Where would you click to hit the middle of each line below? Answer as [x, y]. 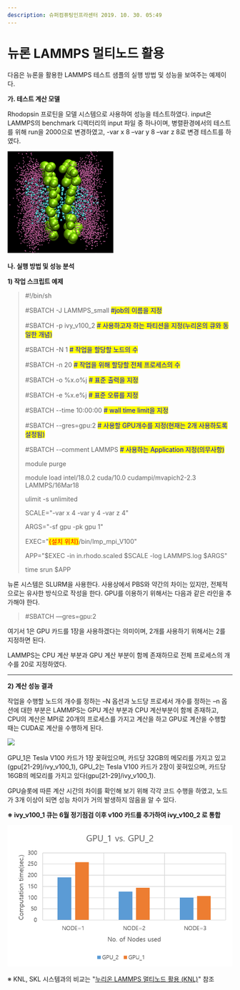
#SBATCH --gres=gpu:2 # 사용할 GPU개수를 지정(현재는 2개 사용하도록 [126, 425]
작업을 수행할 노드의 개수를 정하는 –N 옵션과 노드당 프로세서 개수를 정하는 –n [114, 701]
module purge [45, 463]
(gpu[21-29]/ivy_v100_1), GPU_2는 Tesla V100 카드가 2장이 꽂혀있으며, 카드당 [117, 767]
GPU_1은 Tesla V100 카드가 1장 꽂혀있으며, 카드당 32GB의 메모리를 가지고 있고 [117, 757]
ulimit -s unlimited [51, 499]
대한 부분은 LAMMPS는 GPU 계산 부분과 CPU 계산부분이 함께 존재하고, [120, 709]
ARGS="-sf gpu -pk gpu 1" [64, 526]
